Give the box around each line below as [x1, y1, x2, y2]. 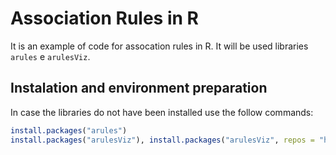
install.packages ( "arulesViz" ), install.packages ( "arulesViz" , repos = [10, 135, 315, 145]
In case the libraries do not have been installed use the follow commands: [10, 106, 314, 118]
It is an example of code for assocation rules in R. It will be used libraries [10, 40, 309, 52]
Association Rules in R [10, 7, 199, 30]
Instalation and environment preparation [10, 80, 268, 97]
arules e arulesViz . [10, 50, 91, 62]
